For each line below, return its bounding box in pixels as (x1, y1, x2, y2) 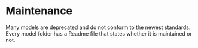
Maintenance (5, 4, 73, 18)
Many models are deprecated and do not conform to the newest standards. (5, 24, 191, 31)
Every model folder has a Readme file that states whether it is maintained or (5, 30, 193, 37)
